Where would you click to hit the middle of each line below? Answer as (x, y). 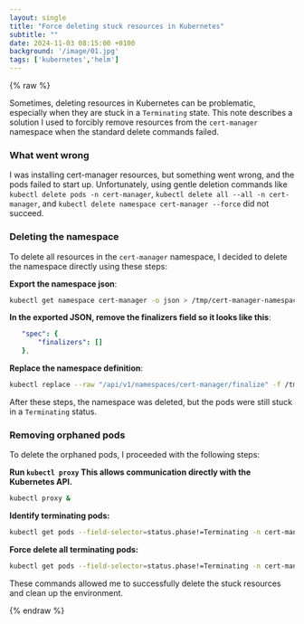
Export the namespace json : (63, 284)
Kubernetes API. (41, 482)
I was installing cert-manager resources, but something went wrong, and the (152, 175)
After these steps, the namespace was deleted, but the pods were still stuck (151, 402)
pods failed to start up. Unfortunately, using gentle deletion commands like (148, 184)
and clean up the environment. (66, 592)
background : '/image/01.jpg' (64, 52)
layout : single (38, 18)
